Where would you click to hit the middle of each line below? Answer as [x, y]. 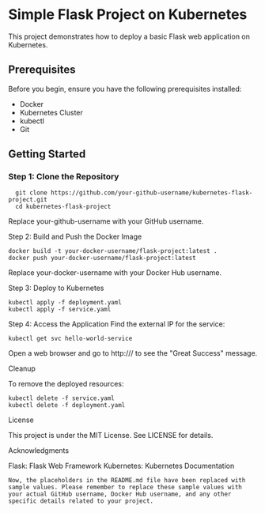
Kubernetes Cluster [51, 112]
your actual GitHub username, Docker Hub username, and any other [120, 494]
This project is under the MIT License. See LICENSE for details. [111, 436]
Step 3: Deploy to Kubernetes [56, 288]
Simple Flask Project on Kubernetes [128, 15]
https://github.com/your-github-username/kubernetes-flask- [151, 193]
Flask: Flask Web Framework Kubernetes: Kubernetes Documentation [121, 466]
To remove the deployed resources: [66, 384]
